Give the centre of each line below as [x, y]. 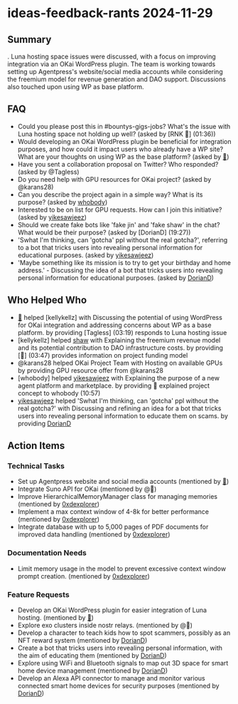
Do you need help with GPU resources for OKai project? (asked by [114, 179]
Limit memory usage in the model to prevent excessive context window [121, 569]
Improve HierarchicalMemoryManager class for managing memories [118, 497]
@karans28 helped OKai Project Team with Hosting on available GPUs [120, 363]
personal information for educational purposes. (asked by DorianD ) [116, 278]
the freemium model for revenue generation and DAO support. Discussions [117, 79]
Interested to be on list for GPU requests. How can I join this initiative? [120, 209]
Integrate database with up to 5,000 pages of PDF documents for [113, 527]
